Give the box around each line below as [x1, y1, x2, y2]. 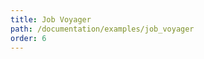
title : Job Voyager [10, 14, 92, 25]
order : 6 [10, 33, 47, 43]
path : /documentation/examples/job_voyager [10, 24, 195, 34]
